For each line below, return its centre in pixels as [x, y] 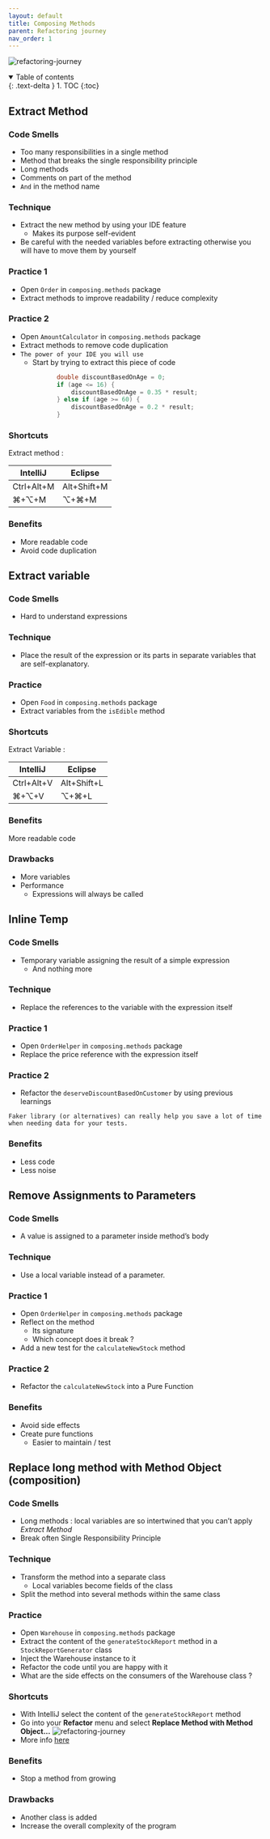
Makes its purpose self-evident [84, 234]
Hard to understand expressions [74, 617]
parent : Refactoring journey [57, 31]
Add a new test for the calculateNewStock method [103, 1348]
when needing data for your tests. [68, 1123]
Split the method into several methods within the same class [120, 1594]
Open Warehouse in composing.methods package [97, 1633]
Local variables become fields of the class [103, 1585]
